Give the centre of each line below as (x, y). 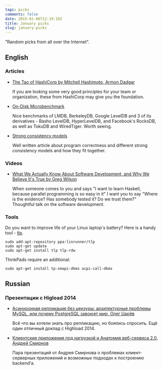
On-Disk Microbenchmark (38, 106)
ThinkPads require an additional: (38, 260)
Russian (18, 284)
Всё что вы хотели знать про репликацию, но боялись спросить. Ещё (85, 323)
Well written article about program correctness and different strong (80, 145)
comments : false (22, 14)
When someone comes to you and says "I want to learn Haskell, (76, 189)
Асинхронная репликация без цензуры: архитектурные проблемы (81, 309)
